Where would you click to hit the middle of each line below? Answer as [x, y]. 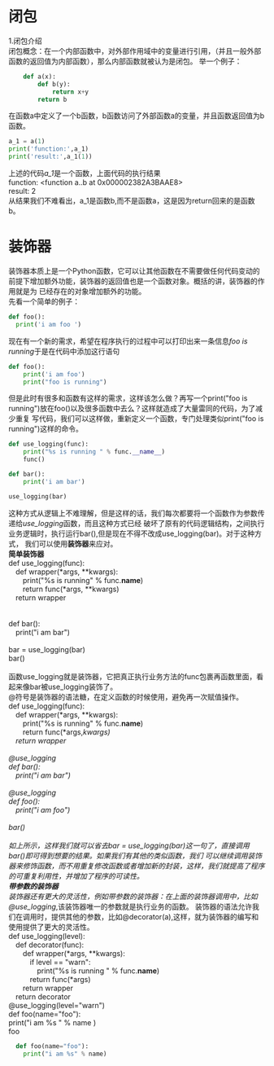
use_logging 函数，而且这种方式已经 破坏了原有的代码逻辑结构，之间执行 [144, 523]
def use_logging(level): [47, 936]
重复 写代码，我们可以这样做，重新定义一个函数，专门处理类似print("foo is [139, 419]
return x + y [70, 92]
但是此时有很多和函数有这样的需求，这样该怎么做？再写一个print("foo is [128, 398]
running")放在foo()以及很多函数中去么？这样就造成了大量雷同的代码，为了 [132, 409]
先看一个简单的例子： [44, 301]
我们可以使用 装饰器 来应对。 [71, 543]
